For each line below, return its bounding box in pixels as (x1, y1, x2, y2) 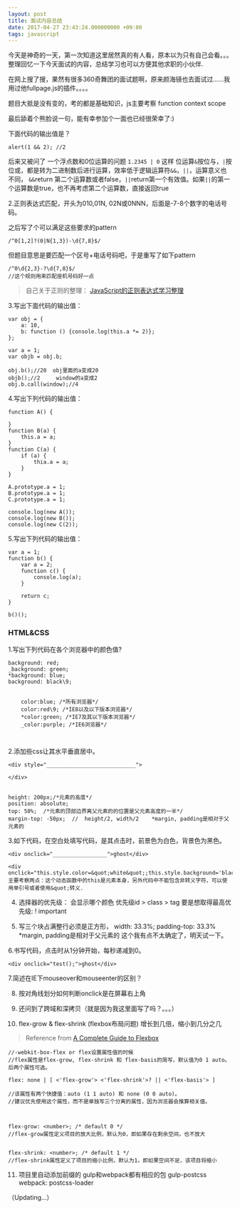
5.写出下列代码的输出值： (8, 534, 83, 543)
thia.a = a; (33, 459, 70, 466)
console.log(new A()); (8, 509, 75, 516)
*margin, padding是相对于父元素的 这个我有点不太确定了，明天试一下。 (18, 930, 228, 940)
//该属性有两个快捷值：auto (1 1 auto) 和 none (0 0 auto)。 (8, 1090, 181, 1098)
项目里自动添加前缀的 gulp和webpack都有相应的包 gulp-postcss (18, 1170, 207, 1179)
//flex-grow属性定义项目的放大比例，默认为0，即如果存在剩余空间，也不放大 (8, 1130, 206, 1138)
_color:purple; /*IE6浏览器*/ (21, 721, 108, 728)
